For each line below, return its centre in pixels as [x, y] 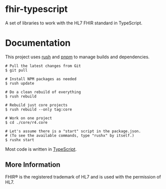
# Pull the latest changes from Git [43, 66]
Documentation [38, 43]
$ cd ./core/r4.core [27, 122]
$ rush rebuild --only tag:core [39, 109]
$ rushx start [20, 140]
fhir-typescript [37, 9]
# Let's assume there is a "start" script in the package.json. [73, 131]
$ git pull [16, 70]
